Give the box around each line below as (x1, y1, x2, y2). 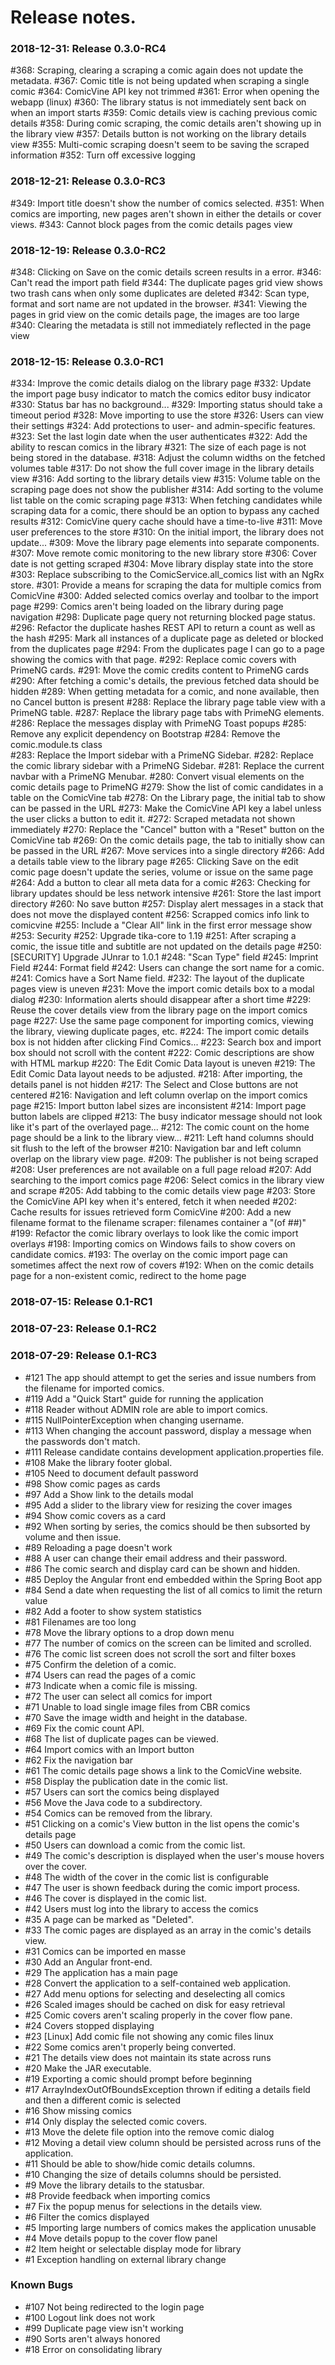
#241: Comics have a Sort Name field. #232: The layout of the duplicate (10, 972, 305, 985)
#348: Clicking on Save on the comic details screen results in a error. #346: (10, 266, 322, 278)
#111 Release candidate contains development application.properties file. (24, 1446, 325, 1458)
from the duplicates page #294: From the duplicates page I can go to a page (10, 643, 325, 655)
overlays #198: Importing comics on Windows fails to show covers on (10, 1238, 296, 1250)
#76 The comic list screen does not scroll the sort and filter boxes (24, 1647, 297, 1660)
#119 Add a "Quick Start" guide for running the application (24, 1392, 264, 1405)
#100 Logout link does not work (24, 2311, 156, 2323)
